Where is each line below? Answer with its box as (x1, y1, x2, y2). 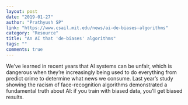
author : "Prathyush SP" (6, 19, 64, 25)
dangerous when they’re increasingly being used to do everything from (6, 68, 177, 76)
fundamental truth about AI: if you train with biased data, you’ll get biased (6, 87, 183, 94)
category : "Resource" (6, 30, 59, 36)
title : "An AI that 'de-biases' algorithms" (6, 36, 116, 41)
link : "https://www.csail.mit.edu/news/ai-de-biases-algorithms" (6, 24, 168, 31)
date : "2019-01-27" (6, 14, 54, 20)
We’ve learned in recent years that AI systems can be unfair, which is (6, 62, 172, 69)
